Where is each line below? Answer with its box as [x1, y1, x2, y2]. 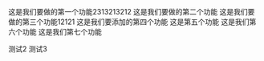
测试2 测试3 [8, 44, 48, 54]
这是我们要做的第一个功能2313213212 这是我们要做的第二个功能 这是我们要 [8, 7, 255, 16]
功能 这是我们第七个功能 [22, 27, 102, 36]
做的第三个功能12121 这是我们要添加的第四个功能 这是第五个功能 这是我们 [8, 17, 250, 26]
